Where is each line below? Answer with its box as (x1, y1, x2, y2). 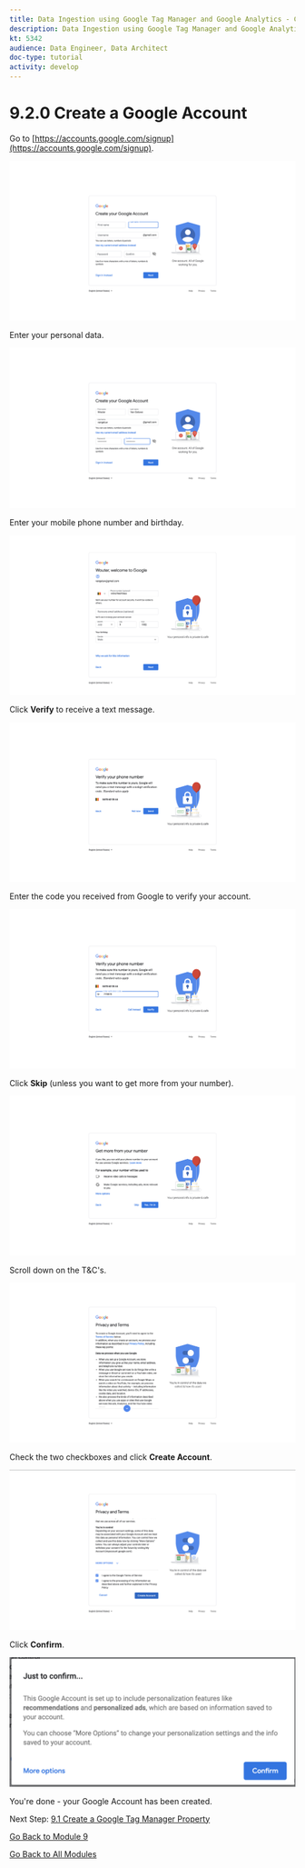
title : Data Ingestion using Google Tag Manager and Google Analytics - (9, 15, 290, 24)
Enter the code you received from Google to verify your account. (9, 891, 251, 902)
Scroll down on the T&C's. (9, 1264, 107, 1276)
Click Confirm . (9, 1639, 65, 1650)
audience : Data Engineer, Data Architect (9, 44, 169, 53)
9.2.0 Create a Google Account (9, 103, 248, 124)
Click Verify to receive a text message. (9, 704, 155, 715)
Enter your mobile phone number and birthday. (9, 517, 184, 527)
